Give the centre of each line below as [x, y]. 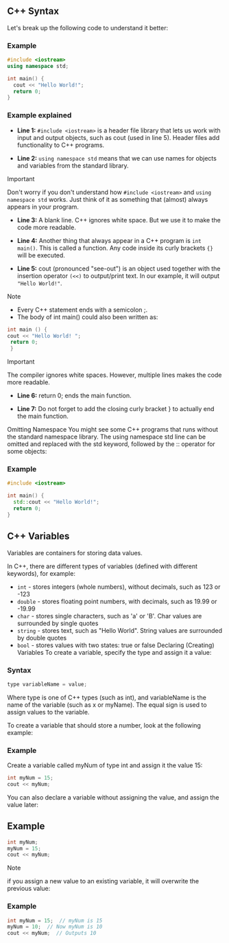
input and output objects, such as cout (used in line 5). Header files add [118, 137]
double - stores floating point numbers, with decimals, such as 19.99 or [117, 601]
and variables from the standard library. [73, 165]
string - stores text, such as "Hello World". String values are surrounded [120, 630]
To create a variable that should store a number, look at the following [104, 725]
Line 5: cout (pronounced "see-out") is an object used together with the [119, 268]
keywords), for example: [41, 573]
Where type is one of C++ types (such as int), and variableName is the [107, 697]
